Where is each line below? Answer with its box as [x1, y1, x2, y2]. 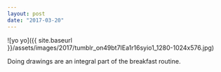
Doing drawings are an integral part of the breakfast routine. [7, 57, 181, 65]
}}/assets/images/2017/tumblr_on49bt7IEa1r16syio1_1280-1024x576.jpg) [7, 43, 215, 52]
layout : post [7, 10, 46, 17]
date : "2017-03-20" [7, 17, 65, 24]
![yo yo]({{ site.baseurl [7, 36, 72, 44]
